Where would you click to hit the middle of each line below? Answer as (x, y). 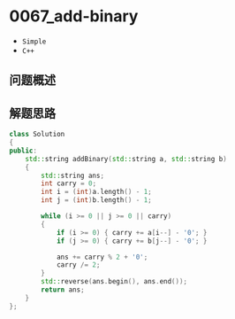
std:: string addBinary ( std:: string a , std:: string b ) (126, 159)
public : (23, 151)
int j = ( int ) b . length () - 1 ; (96, 200)
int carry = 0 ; (69, 183)
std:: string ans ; (72, 175)
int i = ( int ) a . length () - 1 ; (96, 192)
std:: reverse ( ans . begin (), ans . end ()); (114, 282)
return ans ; (63, 290)
